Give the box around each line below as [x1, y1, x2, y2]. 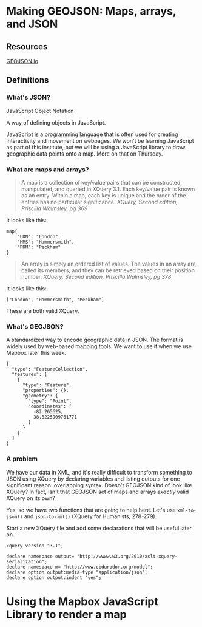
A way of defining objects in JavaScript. [6, 118, 106, 126]
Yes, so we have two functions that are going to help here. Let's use [6, 506, 176, 513]
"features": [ [12, 372, 47, 378]
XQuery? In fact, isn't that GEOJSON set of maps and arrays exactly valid [6, 488, 189, 495]
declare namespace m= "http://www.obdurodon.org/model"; [6, 564, 153, 570]
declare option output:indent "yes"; [6, 574, 102, 581]
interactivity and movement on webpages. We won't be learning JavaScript [6, 137, 194, 144]
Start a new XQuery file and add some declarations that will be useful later [6, 524, 192, 532]
